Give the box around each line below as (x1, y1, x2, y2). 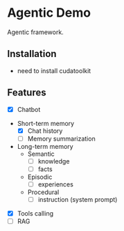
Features (7, 87, 46, 99)
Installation (7, 48, 57, 60)
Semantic (27, 150, 55, 158)
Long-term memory (17, 142, 74, 150)
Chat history (27, 127, 63, 135)
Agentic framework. (7, 28, 64, 36)
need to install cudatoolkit (17, 66, 91, 74)
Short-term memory (17, 119, 75, 127)
